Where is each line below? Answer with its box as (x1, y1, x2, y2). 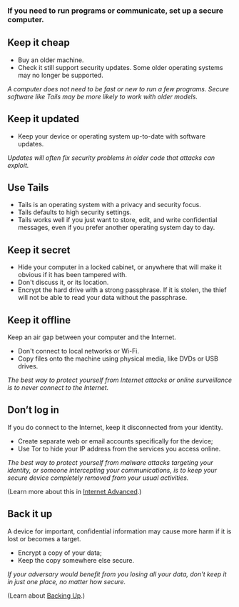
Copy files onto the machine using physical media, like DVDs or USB (17, 354, 219, 363)
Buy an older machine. (17, 56, 84, 64)
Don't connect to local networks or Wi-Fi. (17, 346, 140, 355)
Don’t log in (7, 404, 59, 416)
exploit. (7, 161, 29, 169)
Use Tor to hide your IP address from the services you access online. (17, 444, 221, 453)
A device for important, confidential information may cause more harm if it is (7, 527, 232, 536)
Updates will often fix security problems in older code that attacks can (7, 153, 215, 162)
